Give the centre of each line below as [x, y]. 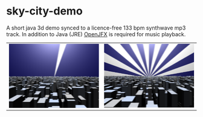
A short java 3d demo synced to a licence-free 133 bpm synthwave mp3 [96, 28]
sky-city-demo [44, 11]
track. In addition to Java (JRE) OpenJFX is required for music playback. [96, 34]
